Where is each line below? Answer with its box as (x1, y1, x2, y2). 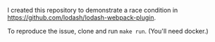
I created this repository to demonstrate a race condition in (7, 6, 178, 14)
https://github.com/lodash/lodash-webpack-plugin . (7, 13, 156, 22)
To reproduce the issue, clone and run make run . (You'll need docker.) (7, 27, 209, 35)
